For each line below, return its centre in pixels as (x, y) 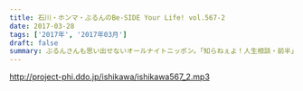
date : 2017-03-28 (42, 26)
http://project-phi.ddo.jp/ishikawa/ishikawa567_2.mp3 (110, 77)
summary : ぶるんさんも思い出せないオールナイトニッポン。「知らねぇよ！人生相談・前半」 (154, 51)
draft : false (34, 43)
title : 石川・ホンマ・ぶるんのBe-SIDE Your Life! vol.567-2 (118, 18)
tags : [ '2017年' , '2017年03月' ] (68, 34)
